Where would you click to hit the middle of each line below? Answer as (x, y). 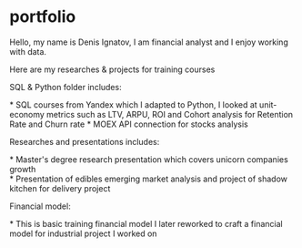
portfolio (43, 17)
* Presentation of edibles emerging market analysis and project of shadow (149, 179)
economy (27, 114)
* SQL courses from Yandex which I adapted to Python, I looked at (133, 104)
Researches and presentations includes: (85, 141)
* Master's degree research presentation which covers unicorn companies (149, 159)
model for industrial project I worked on (83, 233)
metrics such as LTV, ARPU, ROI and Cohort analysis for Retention (170, 114)
